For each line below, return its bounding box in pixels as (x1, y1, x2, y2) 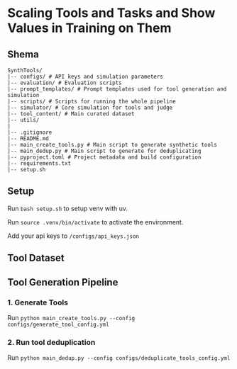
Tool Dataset (7, 252, 65, 264)
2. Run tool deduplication (7, 337, 96, 347)
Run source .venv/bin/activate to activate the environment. (7, 217, 184, 226)
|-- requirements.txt (7, 160, 72, 167)
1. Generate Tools (7, 297, 69, 307)
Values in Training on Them (7, 20, 172, 36)
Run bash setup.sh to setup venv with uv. (7, 204, 128, 212)
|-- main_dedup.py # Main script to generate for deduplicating (7, 147, 202, 154)
